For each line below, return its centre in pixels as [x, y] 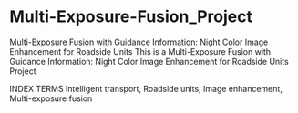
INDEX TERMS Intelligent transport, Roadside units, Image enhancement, [146, 88]
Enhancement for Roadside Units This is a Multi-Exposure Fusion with [140, 51]
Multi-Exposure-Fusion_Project [131, 17]
